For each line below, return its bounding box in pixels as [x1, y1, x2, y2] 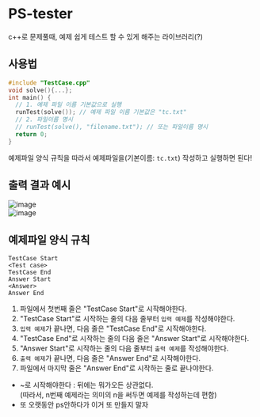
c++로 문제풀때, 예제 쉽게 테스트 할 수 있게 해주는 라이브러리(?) [8, 32, 204, 41]
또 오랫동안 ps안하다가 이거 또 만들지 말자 [19, 400, 149, 410]
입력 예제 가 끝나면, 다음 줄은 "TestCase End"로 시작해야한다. [19, 324, 207, 333]
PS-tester [8, 5, 73, 23]
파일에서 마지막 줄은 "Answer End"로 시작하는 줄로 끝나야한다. [19, 363, 214, 373]
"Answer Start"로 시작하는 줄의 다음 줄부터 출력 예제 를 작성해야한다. [19, 343, 229, 353]
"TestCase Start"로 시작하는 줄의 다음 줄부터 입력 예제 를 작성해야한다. [19, 314, 235, 324]
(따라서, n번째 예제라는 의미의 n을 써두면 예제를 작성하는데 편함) [19, 390, 217, 400]
